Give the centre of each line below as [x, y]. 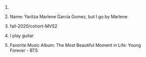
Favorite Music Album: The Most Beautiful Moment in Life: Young [75, 45]
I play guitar [22, 36]
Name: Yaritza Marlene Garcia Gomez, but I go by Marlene [69, 16]
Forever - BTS [24, 50]
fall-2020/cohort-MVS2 [34, 26]
